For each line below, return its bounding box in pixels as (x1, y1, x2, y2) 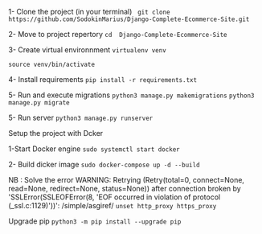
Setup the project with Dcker (8, 129, 104, 138)
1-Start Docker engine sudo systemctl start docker (8, 144, 180, 154)
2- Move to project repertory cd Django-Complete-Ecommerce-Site (8, 30, 227, 39)
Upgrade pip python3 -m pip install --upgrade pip (8, 216, 182, 226)
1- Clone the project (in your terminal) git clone (8, 7, 170, 16)
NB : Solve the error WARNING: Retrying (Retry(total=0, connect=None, (8, 175, 245, 184)
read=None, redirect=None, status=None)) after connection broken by (8, 184, 241, 193)
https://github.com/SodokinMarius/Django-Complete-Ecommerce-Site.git (8, 15, 250, 23)
